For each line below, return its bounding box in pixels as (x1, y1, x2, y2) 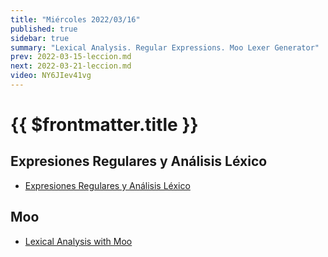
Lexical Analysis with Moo (24, 235, 133, 247)
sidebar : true (10, 33, 70, 43)
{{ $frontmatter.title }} (10, 114, 199, 136)
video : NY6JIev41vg (10, 71, 92, 81)
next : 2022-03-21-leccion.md (10, 61, 132, 71)
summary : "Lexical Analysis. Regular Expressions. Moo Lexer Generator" (10, 42, 320, 53)
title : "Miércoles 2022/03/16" (10, 14, 141, 25)
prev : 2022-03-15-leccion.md (10, 52, 132, 62)
